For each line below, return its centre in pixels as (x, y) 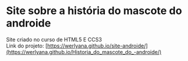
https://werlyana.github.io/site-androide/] (98, 46)
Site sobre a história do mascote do (94, 11)
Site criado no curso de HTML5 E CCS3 (54, 39)
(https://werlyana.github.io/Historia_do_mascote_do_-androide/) (84, 52)
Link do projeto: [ (27, 46)
